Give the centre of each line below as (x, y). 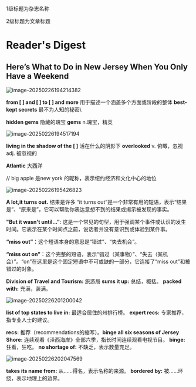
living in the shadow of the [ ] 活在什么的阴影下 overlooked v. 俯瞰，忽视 (94, 146)
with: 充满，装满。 (29, 289)
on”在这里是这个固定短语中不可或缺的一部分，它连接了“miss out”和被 (107, 261)
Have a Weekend (38, 76)
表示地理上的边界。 (39, 378)
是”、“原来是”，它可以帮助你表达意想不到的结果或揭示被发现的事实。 (89, 209)
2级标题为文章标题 (28, 21)
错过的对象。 (21, 269)
